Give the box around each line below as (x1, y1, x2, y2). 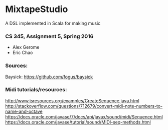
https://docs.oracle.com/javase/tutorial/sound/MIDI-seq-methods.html (5, 119, 151, 125)
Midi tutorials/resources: (5, 86, 67, 93)
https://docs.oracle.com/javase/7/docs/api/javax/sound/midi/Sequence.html (5, 113, 163, 119)
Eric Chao (12, 49, 33, 56)
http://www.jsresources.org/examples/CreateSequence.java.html (5, 97, 139, 104)
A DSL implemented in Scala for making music (5, 20, 101, 26)
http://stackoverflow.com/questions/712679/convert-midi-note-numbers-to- (5, 103, 163, 109)
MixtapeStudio (5, 4, 68, 15)
